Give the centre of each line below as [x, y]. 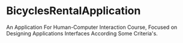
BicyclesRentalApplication [73, 11]
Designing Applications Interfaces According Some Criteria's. [82, 33]
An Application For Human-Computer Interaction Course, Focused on [92, 27]
